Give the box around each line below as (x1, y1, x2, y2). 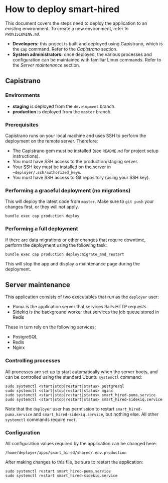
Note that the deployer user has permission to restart (5, 405, 115, 411)
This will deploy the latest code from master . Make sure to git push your (5, 198, 154, 204)
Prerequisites (5, 121, 39, 128)
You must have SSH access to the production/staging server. (12, 158, 139, 164)
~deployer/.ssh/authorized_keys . (12, 169, 82, 175)
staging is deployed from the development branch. (12, 103, 116, 109)
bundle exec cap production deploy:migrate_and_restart (5, 252, 124, 257)
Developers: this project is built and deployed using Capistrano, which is (12, 40, 163, 46)
